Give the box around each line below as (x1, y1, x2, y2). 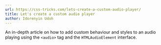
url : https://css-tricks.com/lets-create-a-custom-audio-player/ (5, 7, 141, 12)
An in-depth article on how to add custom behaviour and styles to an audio (5, 30, 156, 35)
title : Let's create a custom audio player (5, 12, 95, 16)
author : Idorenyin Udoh (5, 16, 54, 21)
